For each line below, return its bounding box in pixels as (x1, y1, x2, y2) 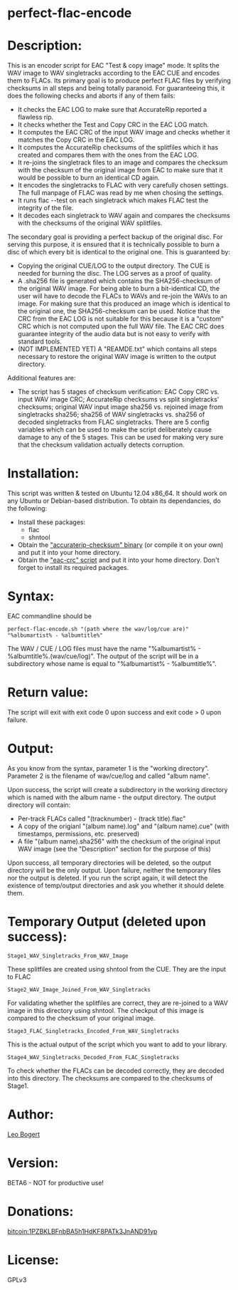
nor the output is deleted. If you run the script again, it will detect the (7, 873, 208, 882)
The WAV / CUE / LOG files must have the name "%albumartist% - (7, 645, 201, 652)
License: (7, 1252, 59, 1268)
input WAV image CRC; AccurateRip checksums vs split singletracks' (17, 395, 220, 404)
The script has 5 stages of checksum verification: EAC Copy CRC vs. (17, 387, 220, 396)
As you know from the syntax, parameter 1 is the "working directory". (7, 764, 210, 772)
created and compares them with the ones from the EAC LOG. (17, 151, 199, 160)
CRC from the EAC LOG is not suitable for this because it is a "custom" (17, 315, 225, 323)
